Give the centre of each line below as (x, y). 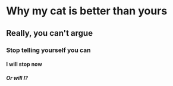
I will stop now (24, 64)
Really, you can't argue (50, 33)
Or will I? (17, 78)
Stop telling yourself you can (48, 50)
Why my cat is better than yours (87, 11)
